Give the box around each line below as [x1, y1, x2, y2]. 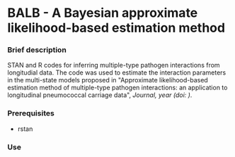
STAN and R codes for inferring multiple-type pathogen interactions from [7, 61, 221, 70]
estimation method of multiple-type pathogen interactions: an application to [7, 83, 228, 92]
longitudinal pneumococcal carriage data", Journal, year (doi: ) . [7, 91, 193, 99]
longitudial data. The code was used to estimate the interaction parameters [7, 68, 227, 77]
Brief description [7, 45, 67, 55]
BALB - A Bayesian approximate [7, 5, 198, 21]
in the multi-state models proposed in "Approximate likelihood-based [7, 76, 209, 84]
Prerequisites [7, 108, 55, 118]
